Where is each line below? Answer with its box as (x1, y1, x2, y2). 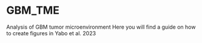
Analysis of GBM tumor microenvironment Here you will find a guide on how (6, 23, 196, 30)
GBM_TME (6, 4, 59, 17)
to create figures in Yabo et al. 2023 (6, 29, 96, 36)
